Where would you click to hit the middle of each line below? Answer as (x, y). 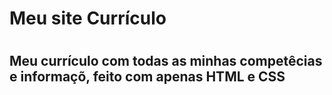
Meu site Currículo (88, 18)
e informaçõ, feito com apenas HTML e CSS (147, 77)
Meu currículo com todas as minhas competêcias (166, 61)
